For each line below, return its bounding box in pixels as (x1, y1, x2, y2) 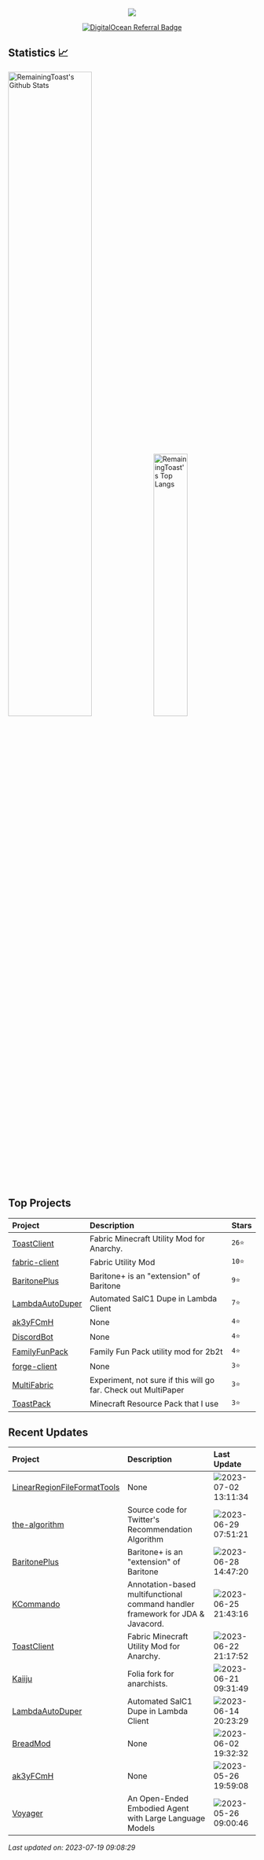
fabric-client (12, 1257, 59, 1268)
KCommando (12, 1599, 60, 1610)
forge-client (12, 1360, 57, 1371)
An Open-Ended (126, 1793, 189, 1804)
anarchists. (126, 1678, 168, 1689)
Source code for (126, 1505, 187, 1516)
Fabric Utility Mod (89, 1257, 156, 1268)
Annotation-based (126, 1579, 196, 1590)
